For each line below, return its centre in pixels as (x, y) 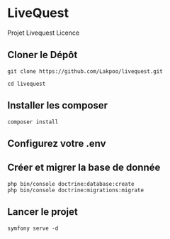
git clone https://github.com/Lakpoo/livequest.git (85, 71)
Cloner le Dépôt (42, 55)
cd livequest (27, 84)
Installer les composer (58, 105)
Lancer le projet (42, 212)
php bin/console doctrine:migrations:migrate (75, 190)
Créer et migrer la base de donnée (84, 168)
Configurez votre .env (57, 143)
